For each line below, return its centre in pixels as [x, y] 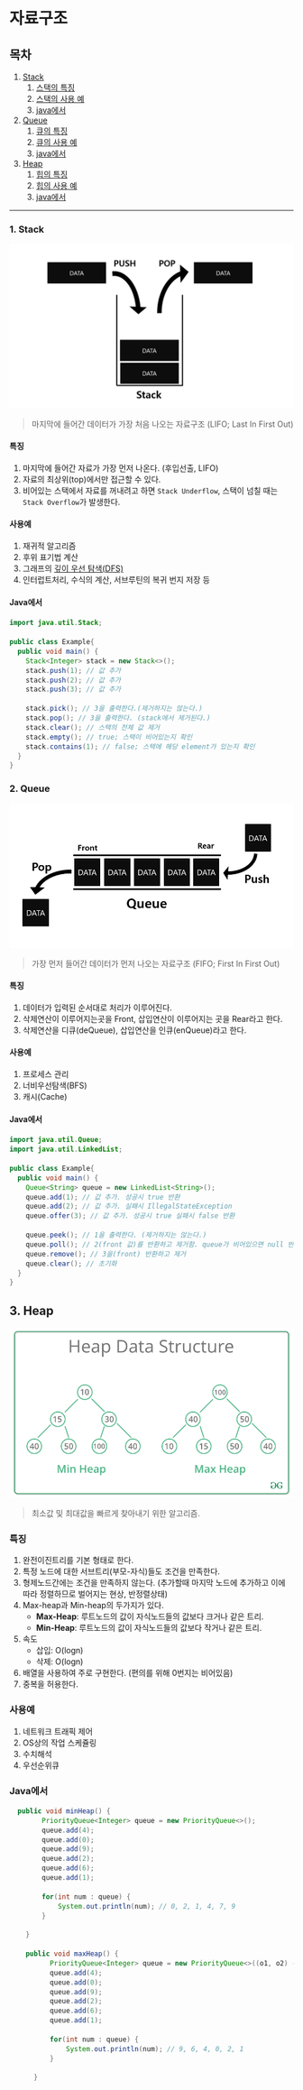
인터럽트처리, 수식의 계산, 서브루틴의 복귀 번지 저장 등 [116, 580]
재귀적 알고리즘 [49, 546]
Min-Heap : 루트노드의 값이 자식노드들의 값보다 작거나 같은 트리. [149, 1628]
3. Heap [32, 1310]
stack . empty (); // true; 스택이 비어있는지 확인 [109, 737]
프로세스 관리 [46, 1074]
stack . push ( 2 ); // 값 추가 [73, 680]
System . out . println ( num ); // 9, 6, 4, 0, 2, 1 [155, 2049]
